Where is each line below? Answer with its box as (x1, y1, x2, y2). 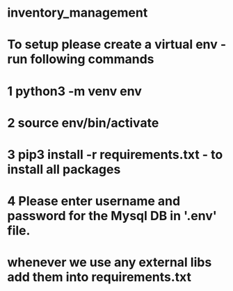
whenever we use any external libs (7, 255, 212, 270)
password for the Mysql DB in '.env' (7, 208, 217, 224)
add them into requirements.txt (7, 269, 191, 285)
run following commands (7, 51, 154, 67)
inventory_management (7, 5, 148, 21)
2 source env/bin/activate (7, 115, 159, 131)
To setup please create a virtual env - (7, 37, 227, 53)
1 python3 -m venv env (7, 83, 143, 99)
